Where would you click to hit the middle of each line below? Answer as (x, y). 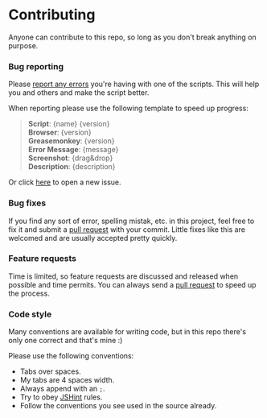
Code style (30, 314)
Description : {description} (72, 167)
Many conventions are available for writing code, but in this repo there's (127, 332)
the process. (29, 293)
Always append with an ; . (63, 389)
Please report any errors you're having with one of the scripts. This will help (134, 84)
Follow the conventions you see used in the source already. (118, 406)
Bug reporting (36, 66)
